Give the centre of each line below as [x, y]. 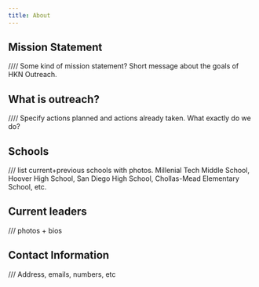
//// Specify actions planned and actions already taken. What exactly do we [129, 118]
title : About [29, 15]
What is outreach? [54, 99]
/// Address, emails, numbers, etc [62, 274]
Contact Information [59, 255]
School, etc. [27, 187]
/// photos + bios [35, 230]
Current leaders [48, 212]
